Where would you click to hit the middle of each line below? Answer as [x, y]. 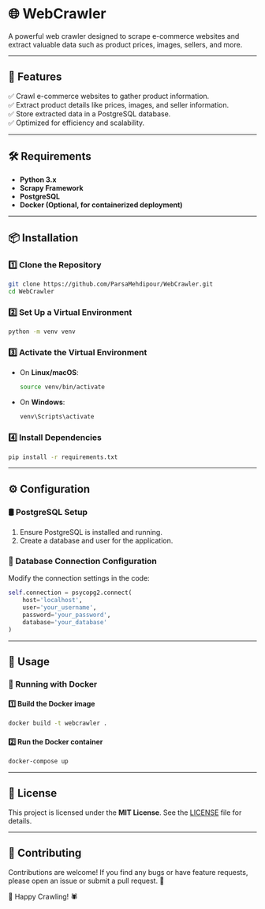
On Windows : [42, 402]
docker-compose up [38, 761]
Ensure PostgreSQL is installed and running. [91, 532]
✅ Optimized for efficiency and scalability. [77, 123]
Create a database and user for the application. [96, 541]
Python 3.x [38, 180]
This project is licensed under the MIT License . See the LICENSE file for [125, 812]
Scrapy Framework [51, 187]
